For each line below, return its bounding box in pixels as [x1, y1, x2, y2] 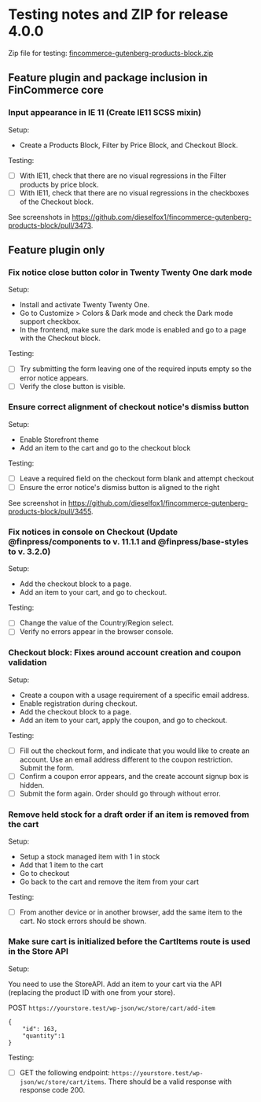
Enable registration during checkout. [19, 699, 138, 708]
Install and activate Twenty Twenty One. [19, 300, 150, 310]
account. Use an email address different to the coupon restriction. [19, 755, 233, 764]
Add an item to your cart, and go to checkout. [19, 588, 167, 597]
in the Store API [8, 946, 69, 957]
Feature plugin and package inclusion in [8, 71, 208, 84]
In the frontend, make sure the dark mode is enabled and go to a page [19, 325, 247, 335]
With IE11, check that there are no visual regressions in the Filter [19, 171, 226, 180]
